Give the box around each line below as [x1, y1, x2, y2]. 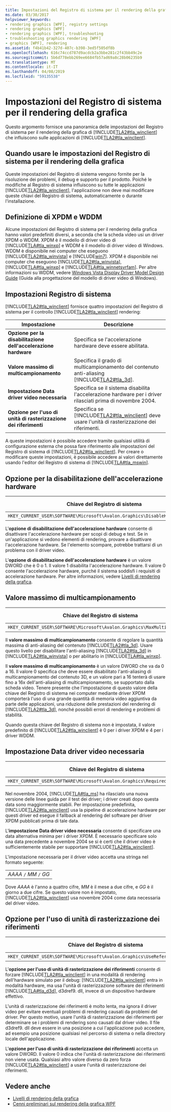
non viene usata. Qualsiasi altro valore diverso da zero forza [5, 1056, 131, 1062]
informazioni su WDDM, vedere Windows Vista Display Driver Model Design [5, 270, 164, 276]
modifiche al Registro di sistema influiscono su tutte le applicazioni [5, 182, 145, 188]
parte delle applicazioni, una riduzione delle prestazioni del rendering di [5, 700, 156, 707]
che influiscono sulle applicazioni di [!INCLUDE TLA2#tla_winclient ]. [5, 134, 147, 140]
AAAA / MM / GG [8, 871, 50, 878]
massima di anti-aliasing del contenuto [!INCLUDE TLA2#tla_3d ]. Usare [5, 642, 153, 648]
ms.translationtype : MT [5, 60, 56, 65]
